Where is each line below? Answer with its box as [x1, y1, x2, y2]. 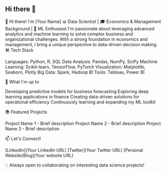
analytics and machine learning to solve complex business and [5, 31, 133, 37]
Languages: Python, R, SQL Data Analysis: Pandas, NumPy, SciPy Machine [5, 58, 158, 65]
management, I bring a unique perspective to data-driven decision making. [5, 41, 158, 47]
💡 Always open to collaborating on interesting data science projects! [5, 162, 145, 168]
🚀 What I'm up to [5, 79, 40, 85]
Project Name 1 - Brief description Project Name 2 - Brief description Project [5, 120, 161, 126]
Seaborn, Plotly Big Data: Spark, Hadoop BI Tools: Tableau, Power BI [5, 69, 145, 75]
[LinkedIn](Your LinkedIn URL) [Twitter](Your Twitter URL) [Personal [5, 147, 143, 153]
